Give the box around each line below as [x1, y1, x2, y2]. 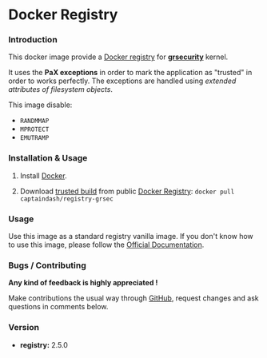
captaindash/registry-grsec [19, 194, 114, 203]
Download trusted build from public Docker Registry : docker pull [19, 186, 235, 196]
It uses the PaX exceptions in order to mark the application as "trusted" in [8, 68, 253, 78]
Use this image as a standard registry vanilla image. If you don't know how [8, 232, 253, 241]
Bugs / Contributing [8, 260, 86, 271]
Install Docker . [19, 170, 67, 181]
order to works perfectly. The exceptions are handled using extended [8, 76, 237, 86]
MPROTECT [19, 125, 50, 133]
